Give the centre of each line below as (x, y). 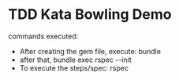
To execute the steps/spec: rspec (74, 67)
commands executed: (43, 36)
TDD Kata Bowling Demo (90, 15)
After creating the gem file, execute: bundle (90, 51)
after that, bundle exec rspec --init (75, 60)
